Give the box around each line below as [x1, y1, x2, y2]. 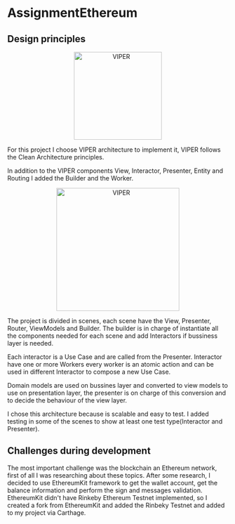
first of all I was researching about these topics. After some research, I [7, 471, 210, 479]
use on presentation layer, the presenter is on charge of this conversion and [7, 388, 227, 397]
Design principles [7, 33, 86, 45]
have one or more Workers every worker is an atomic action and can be [7, 360, 214, 368]
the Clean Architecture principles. [7, 153, 105, 161]
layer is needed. [7, 339, 54, 347]
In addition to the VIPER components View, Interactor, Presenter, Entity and [7, 166, 223, 175]
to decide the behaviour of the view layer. [7, 396, 128, 405]
